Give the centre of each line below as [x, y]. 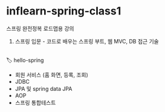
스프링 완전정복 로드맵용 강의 [40, 28]
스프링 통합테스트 [35, 102]
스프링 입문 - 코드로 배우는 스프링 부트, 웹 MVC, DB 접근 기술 [87, 41]
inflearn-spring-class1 [64, 11]
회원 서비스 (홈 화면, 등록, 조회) [52, 75]
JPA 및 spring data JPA [44, 89]
